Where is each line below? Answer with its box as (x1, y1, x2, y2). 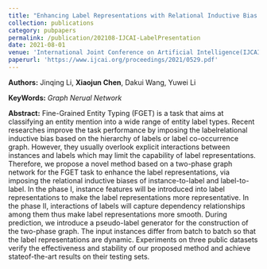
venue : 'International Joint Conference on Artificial (8, 48, 194, 56)
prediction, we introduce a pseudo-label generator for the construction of (8, 217, 249, 227)
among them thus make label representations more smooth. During (8, 209, 228, 219)
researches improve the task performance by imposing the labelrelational (8, 125, 248, 135)
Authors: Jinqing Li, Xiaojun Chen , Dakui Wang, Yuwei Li (8, 77, 196, 87)
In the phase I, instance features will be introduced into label (27, 184, 225, 194)
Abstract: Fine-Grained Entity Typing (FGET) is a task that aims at (8, 108, 224, 117)
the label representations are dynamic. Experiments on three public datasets (8, 235, 258, 244)
